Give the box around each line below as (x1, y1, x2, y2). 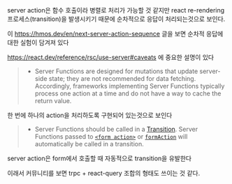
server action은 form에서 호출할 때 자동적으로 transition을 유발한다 (7, 154, 192, 162)
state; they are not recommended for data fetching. (48, 75, 196, 82)
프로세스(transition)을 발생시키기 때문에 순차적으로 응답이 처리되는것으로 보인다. (7, 15, 226, 23)
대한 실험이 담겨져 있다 (7, 38, 69, 47)
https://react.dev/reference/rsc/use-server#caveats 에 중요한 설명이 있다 (7, 53, 215, 61)
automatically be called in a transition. (34, 140, 145, 148)
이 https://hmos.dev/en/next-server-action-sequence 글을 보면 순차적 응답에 (7, 30, 224, 38)
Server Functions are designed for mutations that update (34, 67, 198, 75)
